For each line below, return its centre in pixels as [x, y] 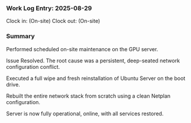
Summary [21, 36]
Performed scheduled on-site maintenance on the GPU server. [82, 49]
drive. [13, 84]
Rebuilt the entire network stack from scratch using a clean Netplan [88, 96]
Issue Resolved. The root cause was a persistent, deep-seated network [93, 61]
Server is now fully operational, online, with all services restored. [85, 114]
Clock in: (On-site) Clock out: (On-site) [53, 21]
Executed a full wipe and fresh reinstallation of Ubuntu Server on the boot [96, 78]
